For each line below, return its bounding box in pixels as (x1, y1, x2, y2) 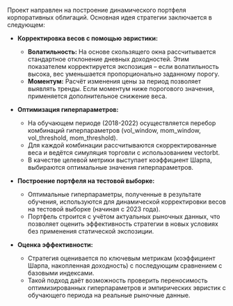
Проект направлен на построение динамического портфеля (7, 6, 186, 14)
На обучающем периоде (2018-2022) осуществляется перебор (27, 119, 216, 127)
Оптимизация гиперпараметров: (17, 106, 119, 113)
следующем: (7, 21, 45, 29)
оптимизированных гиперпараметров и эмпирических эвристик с (27, 284, 226, 291)
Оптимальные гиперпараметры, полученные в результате (27, 191, 202, 198)
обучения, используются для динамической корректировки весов (27, 198, 226, 206)
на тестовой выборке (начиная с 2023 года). (27, 205, 161, 213)
